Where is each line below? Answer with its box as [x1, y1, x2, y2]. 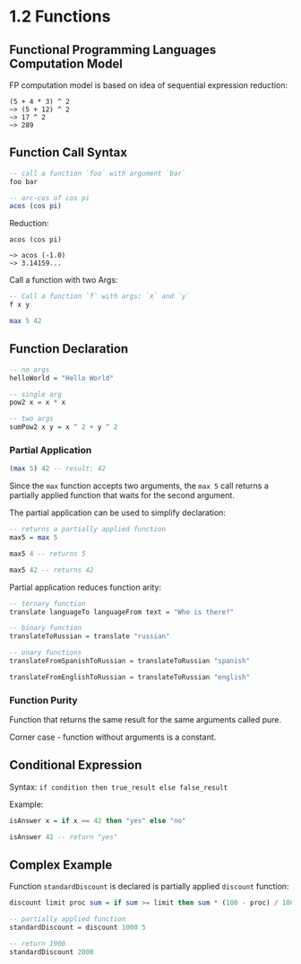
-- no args [9, 365, 50, 374]
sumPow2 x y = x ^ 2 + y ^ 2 [9, 423, 118, 432]
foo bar [9, 177, 39, 186]
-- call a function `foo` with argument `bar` [9, 169, 186, 178]
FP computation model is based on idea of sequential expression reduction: [9, 80, 288, 91]
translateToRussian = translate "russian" [9, 632, 170, 641]
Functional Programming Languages [9, 42, 217, 57]
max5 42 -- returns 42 [9, 565, 94, 574]
